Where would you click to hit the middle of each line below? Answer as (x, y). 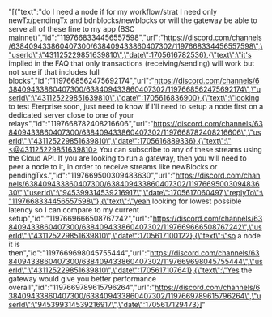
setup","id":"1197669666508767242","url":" (81, 218)
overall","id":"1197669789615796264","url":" (82, 287)
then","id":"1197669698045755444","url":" (79, 253)
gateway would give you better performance (82, 278)
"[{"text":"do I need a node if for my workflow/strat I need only (113, 12)
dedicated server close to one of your (71, 115)
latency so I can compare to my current (74, 210)
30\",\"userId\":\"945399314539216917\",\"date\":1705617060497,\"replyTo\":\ (136, 193)
